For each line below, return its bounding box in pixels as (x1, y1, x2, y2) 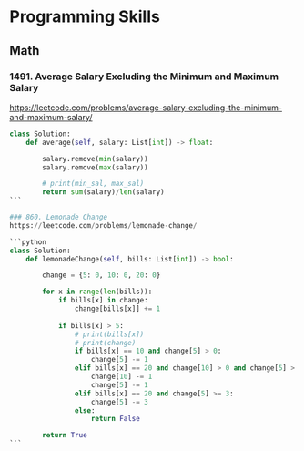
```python (9, 237, 47, 247)
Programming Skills (9, 6, 161, 27)
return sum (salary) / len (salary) (42, 188, 166, 197)
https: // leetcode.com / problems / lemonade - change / (9, 220, 198, 230)
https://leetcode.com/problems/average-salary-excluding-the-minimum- (9, 102, 282, 113)
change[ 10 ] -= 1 (90, 372, 153, 381)
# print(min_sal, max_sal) (42, 179, 145, 189)
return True (42, 431, 88, 440)
